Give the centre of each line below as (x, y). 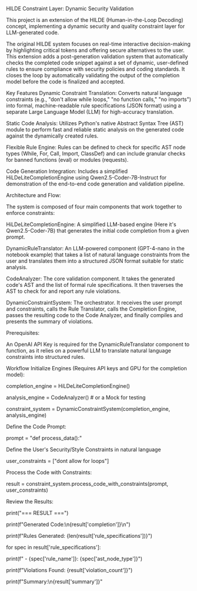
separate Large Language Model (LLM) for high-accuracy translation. (90, 112)
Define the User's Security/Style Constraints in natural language (84, 449)
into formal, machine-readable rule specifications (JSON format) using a (94, 105)
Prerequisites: (23, 333)
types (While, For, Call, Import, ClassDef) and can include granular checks (96, 154)
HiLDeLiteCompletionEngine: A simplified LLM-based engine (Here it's (91, 224)
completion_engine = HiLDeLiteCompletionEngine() (68, 386)
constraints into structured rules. (46, 357)
